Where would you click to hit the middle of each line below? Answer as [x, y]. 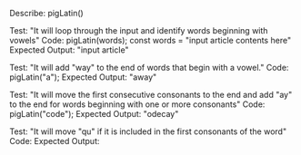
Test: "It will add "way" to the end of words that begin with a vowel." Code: [149, 68]
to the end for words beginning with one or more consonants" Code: [137, 104]
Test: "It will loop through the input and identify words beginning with [139, 30]
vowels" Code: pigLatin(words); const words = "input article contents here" [150, 40]
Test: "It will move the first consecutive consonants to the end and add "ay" [151, 95]
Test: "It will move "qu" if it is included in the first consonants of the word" [148, 131]
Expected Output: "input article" [69, 50]
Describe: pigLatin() [46, 13]
